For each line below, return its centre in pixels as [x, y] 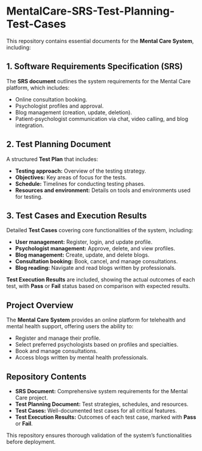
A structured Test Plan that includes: [52, 159]
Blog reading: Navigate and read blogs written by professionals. [96, 268]
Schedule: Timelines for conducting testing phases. [80, 184]
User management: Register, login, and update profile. [84, 242]
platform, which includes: [38, 88]
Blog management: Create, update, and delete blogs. [82, 255]
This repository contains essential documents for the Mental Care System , [100, 41]
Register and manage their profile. [58, 338]
